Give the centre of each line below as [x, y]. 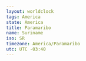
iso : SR [16, 38]
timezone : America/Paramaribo [43, 44]
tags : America [24, 17]
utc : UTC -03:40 [26, 49]
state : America [25, 22]
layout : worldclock [30, 11]
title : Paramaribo [29, 28]
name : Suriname [25, 33]
